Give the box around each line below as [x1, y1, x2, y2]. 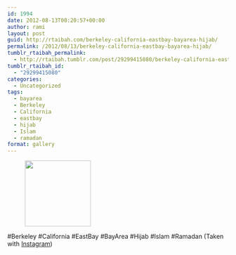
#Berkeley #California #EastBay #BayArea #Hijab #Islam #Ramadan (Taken [7, 233, 224, 241]
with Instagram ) [7, 240, 53, 248]
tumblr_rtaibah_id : [7, 63, 65, 70]
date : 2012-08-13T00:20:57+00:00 [7, 17, 105, 24]
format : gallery [7, 141, 55, 148]
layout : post [7, 30, 46, 37]
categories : [7, 75, 42, 83]
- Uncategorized [13, 82, 61, 89]
